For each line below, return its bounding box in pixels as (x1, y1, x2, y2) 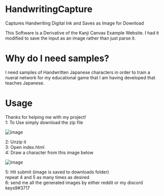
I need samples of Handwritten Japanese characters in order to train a (5, 69, 150, 75)
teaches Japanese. (5, 80, 45, 86)
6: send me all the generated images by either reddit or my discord (5, 179, 143, 185)
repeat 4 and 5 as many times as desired (5, 174, 89, 180)
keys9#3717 (5, 184, 30, 191)
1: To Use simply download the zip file (5, 119, 84, 125)
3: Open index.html (5, 144, 45, 150)
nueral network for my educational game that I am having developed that (5, 74, 155, 81)
